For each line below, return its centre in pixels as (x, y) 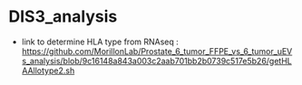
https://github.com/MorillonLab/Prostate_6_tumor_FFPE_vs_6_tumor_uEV (157, 51)
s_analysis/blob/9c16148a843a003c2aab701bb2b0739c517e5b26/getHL (156, 61)
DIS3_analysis (63, 17)
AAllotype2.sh (48, 71)
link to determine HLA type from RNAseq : (100, 42)
